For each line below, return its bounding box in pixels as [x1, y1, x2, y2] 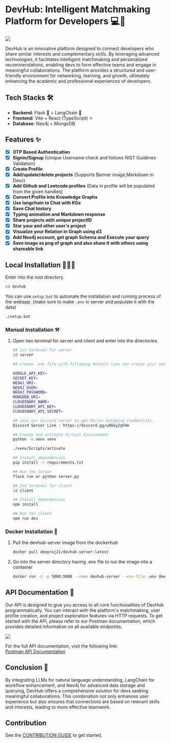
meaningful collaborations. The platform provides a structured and [5, 67, 145, 73]
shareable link [12, 246, 44, 252]
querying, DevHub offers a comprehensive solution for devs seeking [5, 687, 149, 693]
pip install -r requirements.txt [12, 460, 84, 466]
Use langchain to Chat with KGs [12, 199, 81, 205]
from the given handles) [12, 188, 63, 195]
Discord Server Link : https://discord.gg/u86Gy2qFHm [12, 423, 129, 428]
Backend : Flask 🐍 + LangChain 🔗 [12, 109, 82, 115]
